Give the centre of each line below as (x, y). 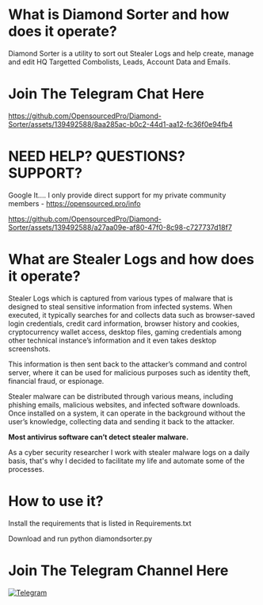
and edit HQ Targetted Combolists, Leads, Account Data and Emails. (120, 62)
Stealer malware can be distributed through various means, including (121, 396)
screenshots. (29, 348)
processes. (27, 469)
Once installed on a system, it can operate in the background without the (127, 413)
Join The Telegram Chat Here (106, 94)
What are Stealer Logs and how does (131, 259)
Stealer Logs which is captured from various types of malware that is (121, 298)
